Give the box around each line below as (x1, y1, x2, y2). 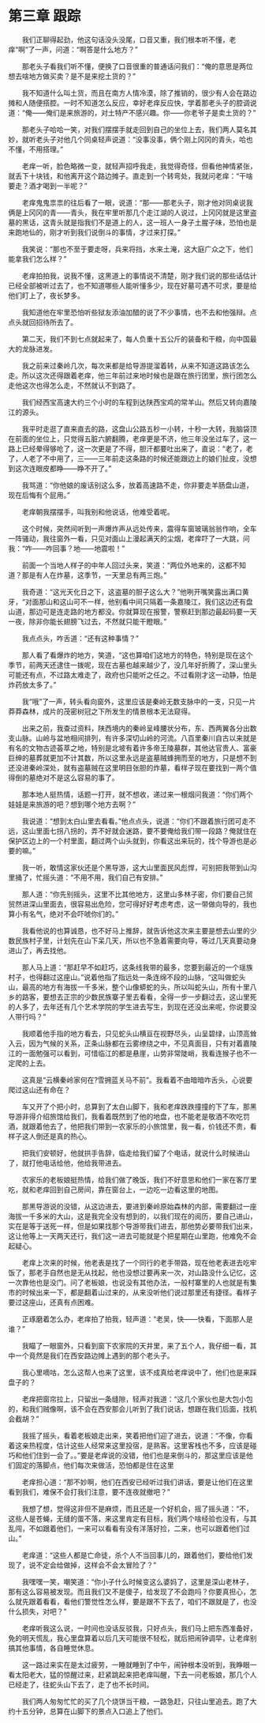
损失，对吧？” (21, 1606, 67, 1616)
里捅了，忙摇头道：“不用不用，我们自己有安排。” (8, 873, 163, 882)
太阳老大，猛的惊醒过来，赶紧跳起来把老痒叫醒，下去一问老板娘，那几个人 (14, 1669, 257, 1680)
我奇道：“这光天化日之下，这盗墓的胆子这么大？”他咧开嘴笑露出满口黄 (21, 586, 250, 597)
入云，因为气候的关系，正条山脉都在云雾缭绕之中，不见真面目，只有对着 (8, 1039, 243, 1048)
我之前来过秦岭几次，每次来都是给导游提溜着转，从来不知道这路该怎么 (21, 360, 250, 370)
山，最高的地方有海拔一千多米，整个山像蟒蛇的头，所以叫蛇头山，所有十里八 (8, 982, 257, 992)
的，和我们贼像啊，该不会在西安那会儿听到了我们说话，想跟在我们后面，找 (8, 1404, 250, 1413)
